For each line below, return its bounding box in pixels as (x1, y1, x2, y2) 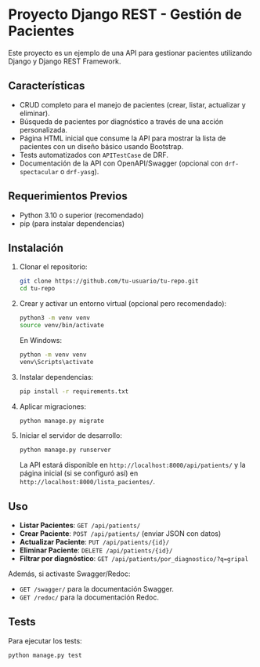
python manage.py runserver (19, 446, 111, 454)
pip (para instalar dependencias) (19, 218, 125, 228)
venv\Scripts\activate (19, 358, 94, 366)
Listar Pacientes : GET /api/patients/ (19, 520, 141, 530)
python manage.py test (8, 651, 82, 659)
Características (8, 79, 85, 93)
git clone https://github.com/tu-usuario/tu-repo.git (19, 277, 199, 286)
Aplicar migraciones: (19, 402, 87, 411)
